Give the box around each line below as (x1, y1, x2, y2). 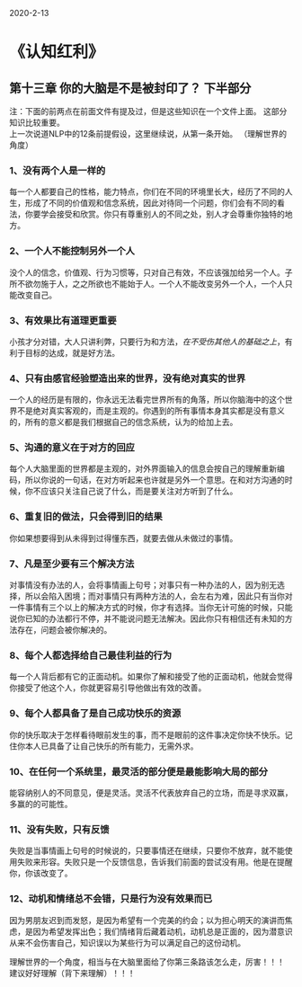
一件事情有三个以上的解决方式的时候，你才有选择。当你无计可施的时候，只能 (9, 602, 293, 613)
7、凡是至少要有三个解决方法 (9, 557, 135, 570)
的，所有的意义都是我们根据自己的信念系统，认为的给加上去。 (9, 417, 238, 428)
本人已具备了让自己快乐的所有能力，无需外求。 (24, 741, 199, 751)
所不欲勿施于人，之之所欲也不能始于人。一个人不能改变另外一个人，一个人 (9, 278, 285, 289)
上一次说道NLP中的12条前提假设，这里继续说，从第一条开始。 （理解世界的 (9, 129, 288, 138)
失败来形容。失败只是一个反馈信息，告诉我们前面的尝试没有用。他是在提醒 (16, 857, 293, 867)
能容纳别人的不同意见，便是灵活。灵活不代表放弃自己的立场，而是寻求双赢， (9, 787, 293, 798)
